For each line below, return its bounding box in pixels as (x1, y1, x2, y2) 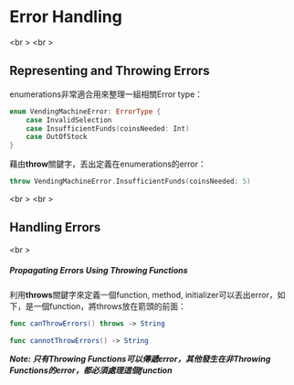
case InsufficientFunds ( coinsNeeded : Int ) (26, 123, 190, 134)
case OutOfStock (26, 133, 89, 142)
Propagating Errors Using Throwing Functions (9, 265, 189, 276)
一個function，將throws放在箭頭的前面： (33, 300, 187, 312)
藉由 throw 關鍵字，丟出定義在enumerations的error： (9, 158, 207, 170)
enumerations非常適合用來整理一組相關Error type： (9, 89, 204, 100)
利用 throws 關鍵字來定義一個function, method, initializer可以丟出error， (9, 289, 278, 300)
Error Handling (9, 6, 123, 27)
